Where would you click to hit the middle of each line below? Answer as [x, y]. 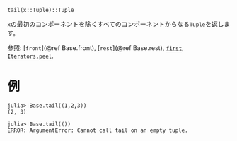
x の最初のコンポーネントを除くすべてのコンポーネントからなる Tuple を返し [116, 24]
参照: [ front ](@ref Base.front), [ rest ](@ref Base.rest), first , [96, 48]
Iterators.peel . [31, 56]
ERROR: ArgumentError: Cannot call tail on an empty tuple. [98, 130]
